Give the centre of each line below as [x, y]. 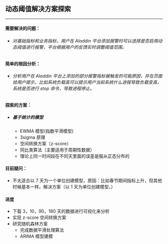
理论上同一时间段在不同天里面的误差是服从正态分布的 [75, 156]
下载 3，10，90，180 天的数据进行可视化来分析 [61, 211]
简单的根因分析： [23, 64]
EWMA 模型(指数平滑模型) [47, 131]
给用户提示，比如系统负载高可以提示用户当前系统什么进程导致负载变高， [87, 82]
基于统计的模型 [28, 117]
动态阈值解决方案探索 [38, 9]
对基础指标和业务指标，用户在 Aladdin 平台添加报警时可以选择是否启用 [85, 41]
